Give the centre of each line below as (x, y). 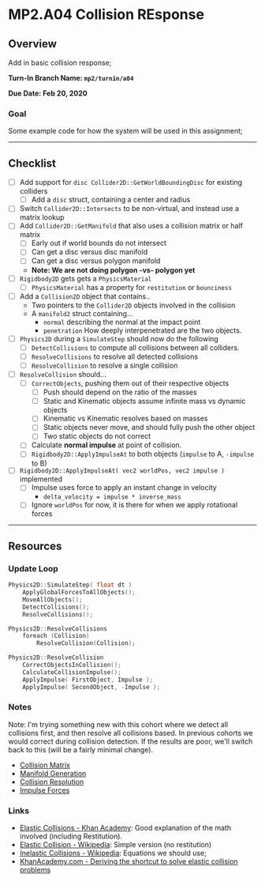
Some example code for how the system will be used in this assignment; (125, 131)
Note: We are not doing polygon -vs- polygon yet (113, 269)
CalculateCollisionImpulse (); (72, 672)
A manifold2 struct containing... (82, 313)
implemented (41, 479)
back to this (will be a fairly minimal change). (81, 749)
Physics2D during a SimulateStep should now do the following (119, 338)
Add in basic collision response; (60, 62)
